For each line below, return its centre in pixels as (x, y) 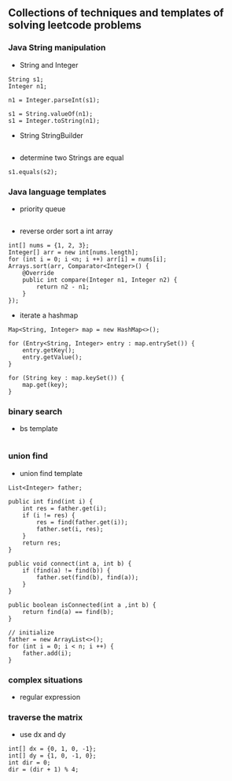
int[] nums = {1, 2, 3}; (49, 245)
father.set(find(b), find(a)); (88, 577)
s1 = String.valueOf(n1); (50, 113)
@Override (39, 273)
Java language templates (57, 192)
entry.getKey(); (49, 350)
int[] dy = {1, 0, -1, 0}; (52, 756)
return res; (42, 543)
